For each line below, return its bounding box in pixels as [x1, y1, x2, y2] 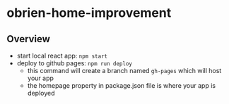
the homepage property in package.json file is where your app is [27, 82, 216, 89]
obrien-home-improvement [6, 5, 172, 21]
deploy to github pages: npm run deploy [16, 59, 132, 67]
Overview [6, 33, 51, 45]
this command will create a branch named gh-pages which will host [27, 67, 222, 74]
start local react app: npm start [16, 51, 107, 60]
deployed [27, 89, 55, 97]
